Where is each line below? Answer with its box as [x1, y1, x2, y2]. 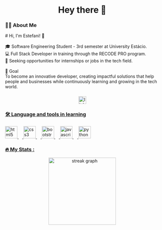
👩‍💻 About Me [5, 22, 37, 29]
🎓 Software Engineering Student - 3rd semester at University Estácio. [5, 43, 147, 49]
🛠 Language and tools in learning [5, 111, 87, 118]
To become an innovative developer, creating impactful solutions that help [5, 73, 154, 80]
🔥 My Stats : [5, 146, 35, 153]
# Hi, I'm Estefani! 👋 [5, 33, 45, 39]
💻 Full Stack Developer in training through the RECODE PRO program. [5, 51, 146, 57]
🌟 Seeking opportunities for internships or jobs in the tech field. [5, 58, 133, 64]
